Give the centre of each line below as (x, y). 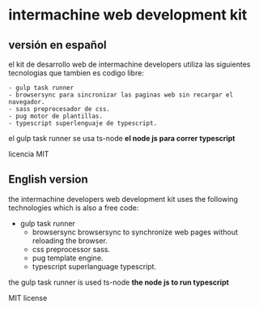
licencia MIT (29, 154)
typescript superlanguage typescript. (94, 266)
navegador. (27, 102)
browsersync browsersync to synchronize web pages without (135, 232)
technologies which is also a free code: (74, 208)
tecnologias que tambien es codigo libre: (76, 73)
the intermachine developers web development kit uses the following (123, 199)
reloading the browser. (70, 240)
